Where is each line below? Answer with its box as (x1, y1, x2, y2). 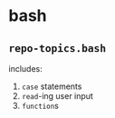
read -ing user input (21, 91, 94, 101)
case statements (21, 81, 82, 92)
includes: (8, 64, 43, 74)
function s (21, 101, 60, 111)
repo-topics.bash (8, 42, 106, 54)
